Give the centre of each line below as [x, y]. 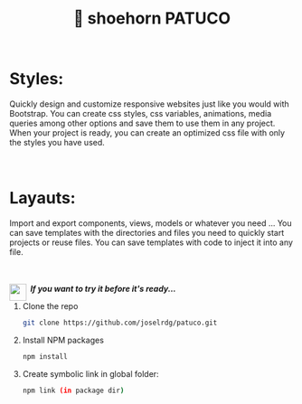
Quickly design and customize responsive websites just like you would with [149, 104]
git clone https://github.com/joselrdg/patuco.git [120, 323]
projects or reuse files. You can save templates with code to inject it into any [151, 242]
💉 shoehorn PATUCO [152, 19]
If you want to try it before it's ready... [103, 289]
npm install [45, 356]
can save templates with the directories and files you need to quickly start [147, 233]
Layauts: [42, 198]
